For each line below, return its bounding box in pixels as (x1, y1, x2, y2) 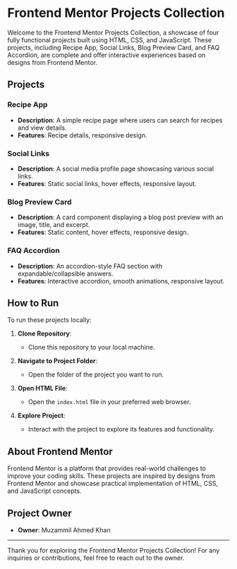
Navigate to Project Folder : (17, 357, 97, 365)
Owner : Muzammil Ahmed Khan (17, 525, 111, 534)
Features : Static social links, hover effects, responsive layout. (17, 179, 197, 188)
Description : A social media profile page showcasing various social (17, 164, 214, 173)
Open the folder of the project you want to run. (28, 370, 164, 379)
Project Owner (7, 507, 72, 519)
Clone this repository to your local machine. (28, 343, 155, 352)
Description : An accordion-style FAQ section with (17, 262, 163, 270)
